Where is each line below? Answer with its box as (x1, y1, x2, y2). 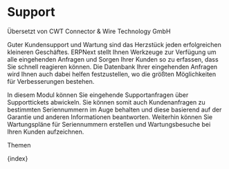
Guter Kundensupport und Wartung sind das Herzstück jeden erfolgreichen (7, 40, 221, 48)
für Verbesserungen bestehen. (7, 77, 95, 85)
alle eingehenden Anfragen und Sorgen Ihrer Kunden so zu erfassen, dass (7, 55, 219, 63)
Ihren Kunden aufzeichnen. (7, 127, 84, 136)
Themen (7, 141, 31, 149)
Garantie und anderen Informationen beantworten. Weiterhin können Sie (7, 112, 213, 121)
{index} (7, 154, 28, 163)
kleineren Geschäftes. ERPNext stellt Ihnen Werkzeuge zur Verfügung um (7, 48, 217, 56)
